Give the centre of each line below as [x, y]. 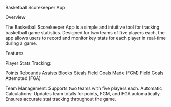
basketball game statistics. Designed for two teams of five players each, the [85, 32]
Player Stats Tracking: [28, 63]
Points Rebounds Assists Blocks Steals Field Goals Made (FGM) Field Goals [84, 73]
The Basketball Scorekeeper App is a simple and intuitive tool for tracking [82, 27]
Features [15, 53]
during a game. [21, 43]
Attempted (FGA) [23, 78]
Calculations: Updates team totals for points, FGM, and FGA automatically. [83, 93]
